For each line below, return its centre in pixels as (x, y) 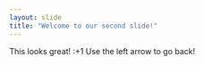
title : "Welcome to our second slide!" (84, 26)
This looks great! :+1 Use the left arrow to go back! (102, 51)
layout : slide (36, 17)
